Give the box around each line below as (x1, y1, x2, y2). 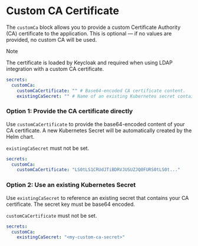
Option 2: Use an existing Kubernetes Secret (6, 181, 136, 189)
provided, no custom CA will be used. (6, 36, 97, 43)
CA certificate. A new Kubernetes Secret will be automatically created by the (6, 127, 192, 134)
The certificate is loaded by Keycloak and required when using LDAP (6, 59, 173, 66)
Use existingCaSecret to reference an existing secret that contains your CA (6, 194, 189, 201)
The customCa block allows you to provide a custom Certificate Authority (6, 24, 181, 31)
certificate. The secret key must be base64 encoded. (6, 201, 136, 208)
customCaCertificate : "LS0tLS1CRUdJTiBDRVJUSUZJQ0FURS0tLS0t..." (16, 167, 181, 173)
